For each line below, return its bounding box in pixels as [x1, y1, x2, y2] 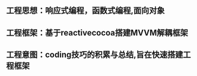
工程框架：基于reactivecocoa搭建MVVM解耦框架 [6, 27, 189, 37]
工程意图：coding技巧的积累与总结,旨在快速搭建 [6, 50, 183, 60]
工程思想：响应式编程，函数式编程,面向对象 [6, 5, 165, 16]
